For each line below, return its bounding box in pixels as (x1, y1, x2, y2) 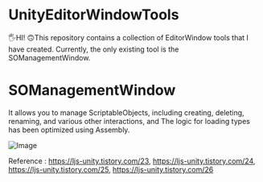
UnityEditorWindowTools (8, 6, 179, 24)
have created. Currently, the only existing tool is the (8, 44, 179, 54)
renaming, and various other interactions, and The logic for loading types (8, 116, 251, 126)
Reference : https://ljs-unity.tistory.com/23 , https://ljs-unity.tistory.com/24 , (8, 155, 256, 166)
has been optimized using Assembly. (8, 125, 130, 134)
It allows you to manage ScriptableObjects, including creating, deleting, (8, 107, 245, 118)
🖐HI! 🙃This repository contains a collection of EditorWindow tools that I (8, 32, 249, 42)
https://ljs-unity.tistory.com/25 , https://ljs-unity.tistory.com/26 (8, 164, 214, 174)
